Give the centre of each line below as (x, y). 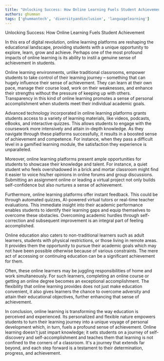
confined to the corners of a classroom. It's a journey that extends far (75, 343)
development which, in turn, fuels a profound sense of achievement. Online (81, 327)
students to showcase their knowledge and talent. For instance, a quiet (76, 164)
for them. (14, 261)
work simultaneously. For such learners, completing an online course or (77, 276)
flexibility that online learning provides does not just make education (74, 287)
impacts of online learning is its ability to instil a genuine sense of (71, 58)
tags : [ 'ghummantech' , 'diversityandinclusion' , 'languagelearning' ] (77, 19)
